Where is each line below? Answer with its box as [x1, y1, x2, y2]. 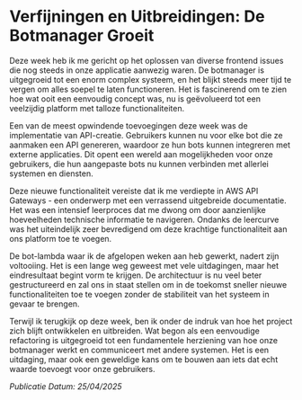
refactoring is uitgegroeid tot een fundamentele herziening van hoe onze [9, 334, 279, 345]
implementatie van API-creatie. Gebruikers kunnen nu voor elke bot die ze [9, 129, 283, 140]
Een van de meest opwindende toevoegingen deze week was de [9, 120, 249, 131]
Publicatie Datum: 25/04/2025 [9, 380, 122, 392]
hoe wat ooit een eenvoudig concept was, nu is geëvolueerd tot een [9, 93, 261, 104]
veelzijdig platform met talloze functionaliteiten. [9, 102, 185, 113]
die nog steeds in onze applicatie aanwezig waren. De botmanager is [9, 65, 265, 76]
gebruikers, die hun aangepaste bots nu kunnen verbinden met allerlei [9, 158, 270, 169]
